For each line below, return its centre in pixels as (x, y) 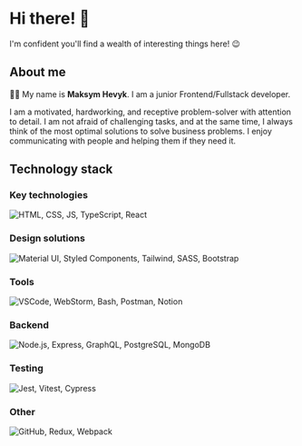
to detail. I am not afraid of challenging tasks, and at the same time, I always (151, 121)
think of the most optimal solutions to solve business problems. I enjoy (141, 131)
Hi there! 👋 (50, 19)
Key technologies (49, 195)
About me (38, 72)
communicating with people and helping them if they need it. (123, 141)
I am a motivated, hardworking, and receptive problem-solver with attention (151, 112)
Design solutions (48, 238)
